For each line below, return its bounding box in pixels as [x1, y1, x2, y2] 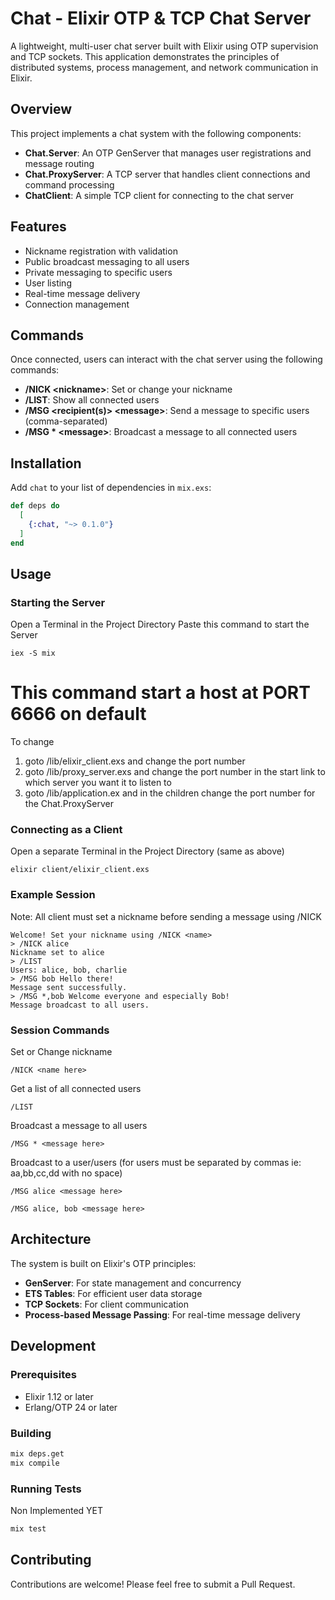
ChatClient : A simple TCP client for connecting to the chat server [24, 189, 295, 201]
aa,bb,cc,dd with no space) [10, 1167, 123, 1179]
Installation [10, 455, 82, 472]
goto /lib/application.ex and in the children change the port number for [24, 787, 316, 799]
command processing [24, 178, 115, 191]
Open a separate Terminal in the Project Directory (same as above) [10, 845, 285, 857]
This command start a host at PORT [10, 682, 311, 704]
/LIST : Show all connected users [24, 394, 160, 406]
